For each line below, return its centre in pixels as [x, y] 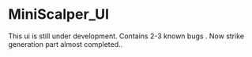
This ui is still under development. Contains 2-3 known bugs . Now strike [126, 36]
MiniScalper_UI [58, 14]
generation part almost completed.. [66, 44]
